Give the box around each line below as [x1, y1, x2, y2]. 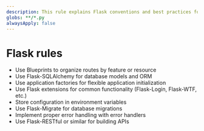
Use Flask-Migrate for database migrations [15, 105, 123, 112]
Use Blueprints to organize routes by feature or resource [15, 66, 157, 73]
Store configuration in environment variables [15, 98, 127, 106]
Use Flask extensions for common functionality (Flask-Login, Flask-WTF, [15, 86, 197, 93]
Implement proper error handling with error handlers [15, 112, 146, 119]
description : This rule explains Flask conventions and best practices [6, 8, 191, 15]
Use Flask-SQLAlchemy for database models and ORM [15, 73, 152, 80]
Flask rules [6, 46, 63, 60]
